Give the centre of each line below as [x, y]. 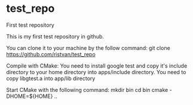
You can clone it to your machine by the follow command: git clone [88, 48]
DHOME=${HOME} [30, 96]
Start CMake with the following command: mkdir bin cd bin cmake [87, 90]
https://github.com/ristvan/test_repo [51, 54]
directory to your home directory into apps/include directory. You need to [96, 72]
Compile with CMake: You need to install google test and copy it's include [97, 66]
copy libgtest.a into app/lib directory [51, 78]
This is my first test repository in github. [55, 36]
